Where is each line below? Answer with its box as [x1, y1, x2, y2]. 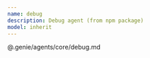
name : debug [7, 10, 42, 18]
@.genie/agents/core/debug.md [7, 43, 100, 52]
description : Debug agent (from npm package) [7, 17, 144, 24]
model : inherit [7, 23, 52, 30]
